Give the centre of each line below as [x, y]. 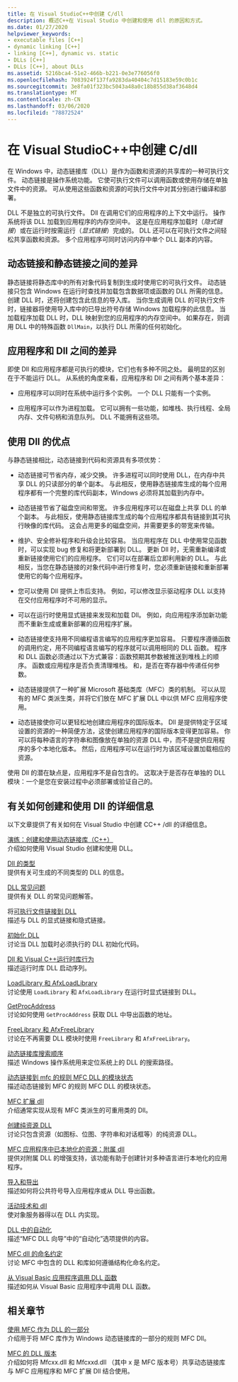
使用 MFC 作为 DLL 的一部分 [49, 1329]
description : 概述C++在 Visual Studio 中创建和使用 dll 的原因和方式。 [107, 21]
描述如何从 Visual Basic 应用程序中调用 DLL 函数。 [81, 1286]
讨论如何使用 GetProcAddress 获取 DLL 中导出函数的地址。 [91, 1014]
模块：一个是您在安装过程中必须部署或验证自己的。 [82, 782]
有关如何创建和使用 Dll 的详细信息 [81, 806]
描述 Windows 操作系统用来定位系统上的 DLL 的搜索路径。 [92, 1062]
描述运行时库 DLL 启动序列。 [49, 967]
